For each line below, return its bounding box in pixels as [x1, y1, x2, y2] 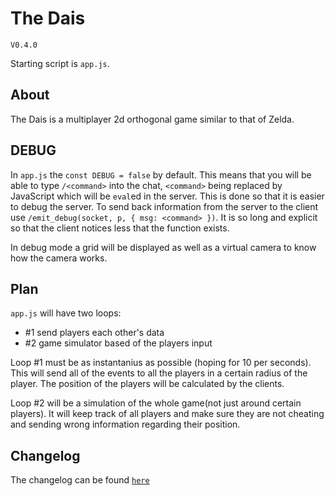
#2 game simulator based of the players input [24, 337, 213, 349]
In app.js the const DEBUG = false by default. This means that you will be [10, 168, 312, 181]
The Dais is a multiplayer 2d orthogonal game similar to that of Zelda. [10, 113, 295, 125]
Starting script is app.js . [10, 57, 110, 69]
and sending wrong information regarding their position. [10, 418, 241, 431]
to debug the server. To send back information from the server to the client [10, 200, 319, 212]
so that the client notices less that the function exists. [10, 222, 230, 234]
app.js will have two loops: [10, 307, 122, 319]
